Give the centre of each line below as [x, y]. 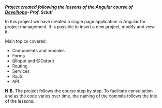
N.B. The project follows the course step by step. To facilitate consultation [79, 91]
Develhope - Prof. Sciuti [29, 12]
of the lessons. [20, 101]
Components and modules [38, 51]
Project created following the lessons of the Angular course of [69, 7]
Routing [20, 66]
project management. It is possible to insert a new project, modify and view [80, 27]
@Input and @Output [33, 61]
